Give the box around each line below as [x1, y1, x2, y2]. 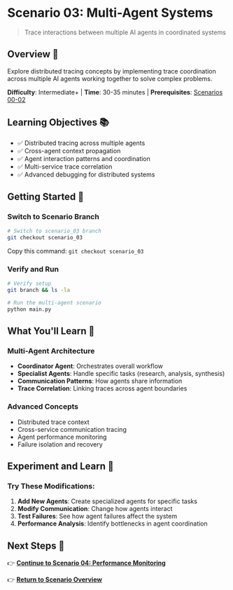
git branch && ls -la [7, 287, 71, 294]
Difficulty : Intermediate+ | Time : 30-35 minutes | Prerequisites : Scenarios [7, 87, 223, 96]
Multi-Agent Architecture [7, 346, 95, 356]
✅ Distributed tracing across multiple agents [17, 139, 146, 147]
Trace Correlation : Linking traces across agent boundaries [17, 384, 188, 393]
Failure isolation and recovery [17, 440, 103, 449]
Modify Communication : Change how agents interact [17, 505, 173, 513]
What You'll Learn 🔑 [7, 325, 95, 337]
